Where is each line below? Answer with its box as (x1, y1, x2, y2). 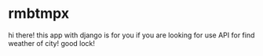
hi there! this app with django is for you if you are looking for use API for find (8, 30, 255, 40)
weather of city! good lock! (8, 38, 96, 47)
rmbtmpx (8, 5, 69, 23)
